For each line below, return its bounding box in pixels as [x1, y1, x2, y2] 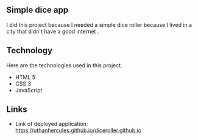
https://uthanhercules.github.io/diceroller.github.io [15, 127, 142, 134]
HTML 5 [15, 73, 36, 81]
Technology [6, 45, 53, 56]
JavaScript [15, 86, 43, 94]
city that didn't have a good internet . [6, 28, 99, 35]
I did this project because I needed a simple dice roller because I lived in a [6, 21, 193, 28]
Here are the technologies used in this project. [6, 61, 123, 69]
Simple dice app [6, 5, 69, 15]
